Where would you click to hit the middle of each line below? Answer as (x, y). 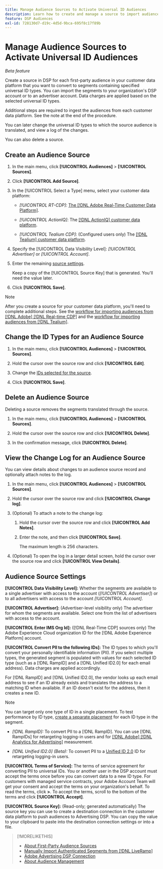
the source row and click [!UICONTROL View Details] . (66, 561)
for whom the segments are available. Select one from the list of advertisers (81, 613)
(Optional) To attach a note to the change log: (57, 513)
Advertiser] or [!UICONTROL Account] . (51, 254)
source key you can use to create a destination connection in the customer (80, 812)
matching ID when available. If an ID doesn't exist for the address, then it (78, 688)
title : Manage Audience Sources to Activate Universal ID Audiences (76, 9)
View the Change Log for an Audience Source (75, 458)
